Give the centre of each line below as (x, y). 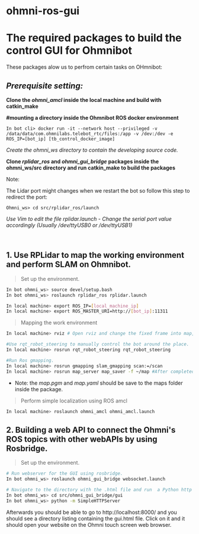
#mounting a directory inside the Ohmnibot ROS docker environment (92, 117)
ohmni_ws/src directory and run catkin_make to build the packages (91, 168)
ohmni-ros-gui (43, 11)
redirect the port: (27, 197)
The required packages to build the (94, 38)
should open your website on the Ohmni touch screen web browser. (89, 525)
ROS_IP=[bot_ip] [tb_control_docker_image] (61, 139)
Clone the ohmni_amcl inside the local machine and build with (84, 100)
